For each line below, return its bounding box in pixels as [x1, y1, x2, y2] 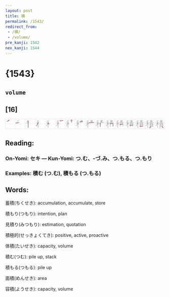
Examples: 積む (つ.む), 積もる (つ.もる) [5, 169, 101, 177]
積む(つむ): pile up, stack [5, 253, 57, 260]
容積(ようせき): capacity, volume [5, 286, 73, 292]
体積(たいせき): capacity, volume [5, 243, 73, 249]
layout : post [5, 8, 33, 13]
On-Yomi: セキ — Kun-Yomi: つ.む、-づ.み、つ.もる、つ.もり [5, 155, 153, 162]
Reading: [5, 139, 34, 148]
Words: [5, 186, 29, 194]
